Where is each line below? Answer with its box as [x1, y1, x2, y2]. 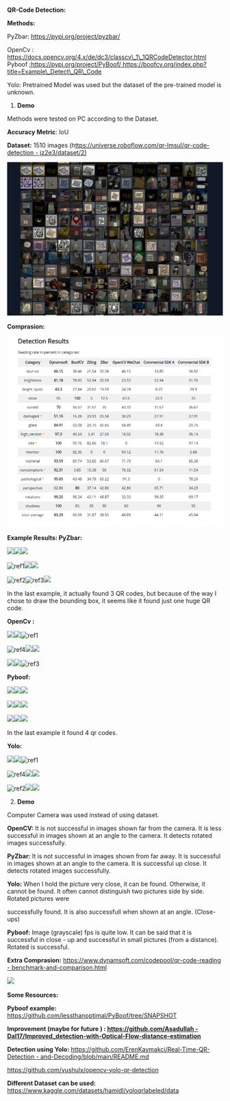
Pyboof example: [7, 1004, 57, 1012]
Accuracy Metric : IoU [7, 128, 69, 136]
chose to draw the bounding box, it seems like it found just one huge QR [7, 596, 211, 605]
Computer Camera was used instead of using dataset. [7, 810, 159, 819]
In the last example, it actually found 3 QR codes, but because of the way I [7, 589, 217, 597]
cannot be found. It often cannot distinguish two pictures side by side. [7, 887, 205, 895]
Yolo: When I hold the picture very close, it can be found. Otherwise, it [7, 880, 205, 888]
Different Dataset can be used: [7, 1079, 96, 1087]
